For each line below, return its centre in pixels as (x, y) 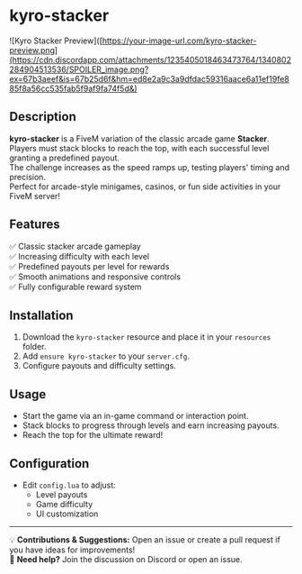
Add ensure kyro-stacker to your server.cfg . (106, 356)
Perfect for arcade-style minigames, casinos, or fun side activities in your (145, 187)
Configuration (49, 464)
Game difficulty (64, 504)
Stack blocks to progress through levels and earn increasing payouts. (151, 425)
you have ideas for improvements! (72, 550)
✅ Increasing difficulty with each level (80, 256)
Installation (41, 315)
